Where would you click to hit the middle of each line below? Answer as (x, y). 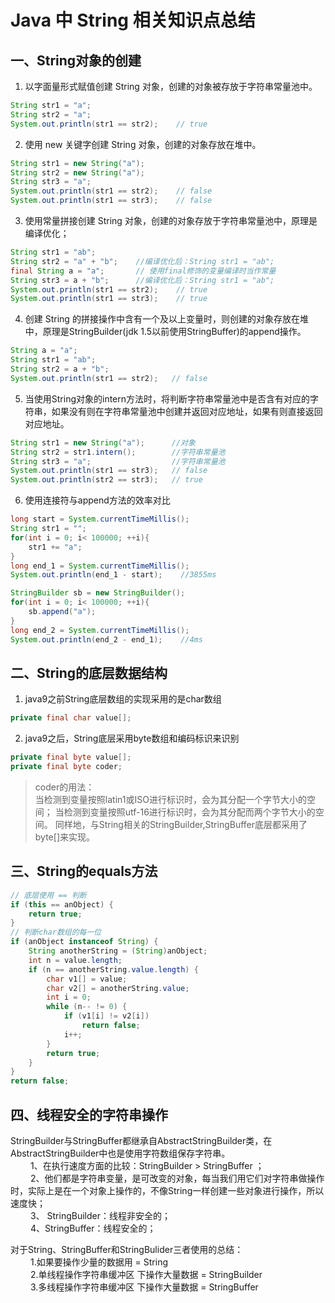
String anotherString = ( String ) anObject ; (118, 951)
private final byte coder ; (66, 767)
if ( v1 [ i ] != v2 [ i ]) (106, 1016)
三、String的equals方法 (84, 871)
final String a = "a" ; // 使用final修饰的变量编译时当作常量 (143, 271)
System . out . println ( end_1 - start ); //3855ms (113, 575)
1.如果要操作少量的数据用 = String (99, 1262)
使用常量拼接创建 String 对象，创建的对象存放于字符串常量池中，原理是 (171, 220)
